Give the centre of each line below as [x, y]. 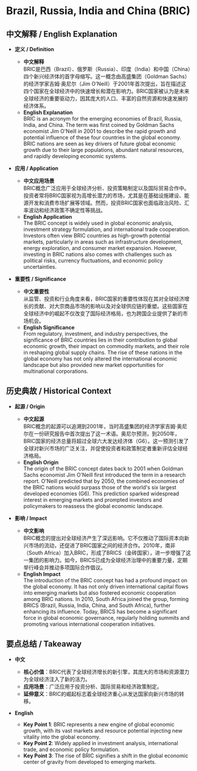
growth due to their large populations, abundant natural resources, [103, 150]
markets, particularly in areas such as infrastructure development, [103, 242]
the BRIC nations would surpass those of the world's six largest [100, 487]
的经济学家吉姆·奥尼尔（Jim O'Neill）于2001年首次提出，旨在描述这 [105, 84]
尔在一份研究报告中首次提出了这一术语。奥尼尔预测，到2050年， [102, 433]
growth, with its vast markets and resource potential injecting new [103, 730]
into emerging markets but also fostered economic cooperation [99, 593]
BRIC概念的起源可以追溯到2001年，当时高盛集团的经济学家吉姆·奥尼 [105, 426]
